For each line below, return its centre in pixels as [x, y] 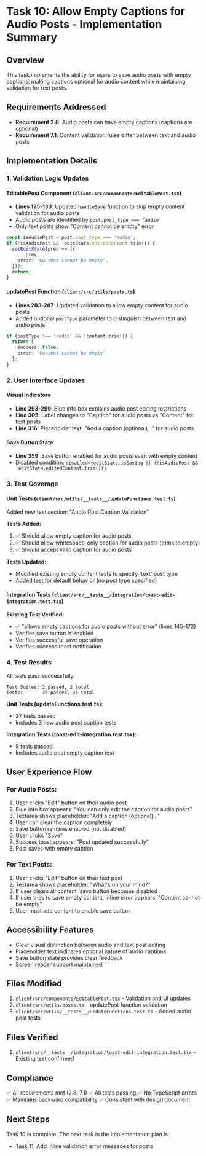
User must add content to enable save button [73, 910]
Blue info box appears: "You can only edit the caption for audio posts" [104, 809]
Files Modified [34, 984]
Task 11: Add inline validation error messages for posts [84, 1146]
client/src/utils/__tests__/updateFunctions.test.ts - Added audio [103, 1012]
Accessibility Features [50, 930]
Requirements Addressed [56, 107]
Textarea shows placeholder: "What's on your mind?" [83, 884]
